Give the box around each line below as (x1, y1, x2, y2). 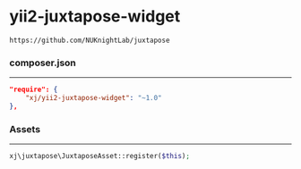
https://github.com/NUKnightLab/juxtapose (9, 36, 170, 45)
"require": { (9, 85, 58, 95)
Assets (9, 123, 41, 135)
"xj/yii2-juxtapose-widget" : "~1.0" (25, 94, 163, 103)
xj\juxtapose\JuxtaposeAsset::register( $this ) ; (9, 152, 191, 161)
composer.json (9, 56, 76, 69)
